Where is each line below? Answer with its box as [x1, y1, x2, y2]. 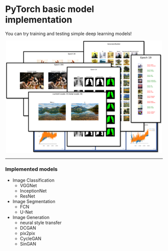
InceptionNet [19, 188, 47, 194]
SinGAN [19, 241, 36, 247]
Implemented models [5, 166, 58, 173]
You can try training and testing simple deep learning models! [5, 30, 132, 36]
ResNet [19, 193, 35, 199]
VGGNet [19, 182, 37, 188]
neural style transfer [19, 220, 62, 226]
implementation [5, 14, 72, 25]
